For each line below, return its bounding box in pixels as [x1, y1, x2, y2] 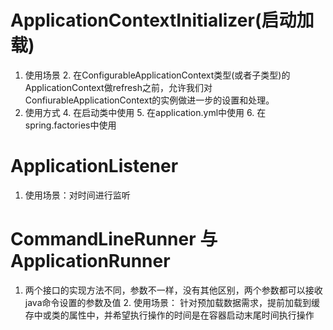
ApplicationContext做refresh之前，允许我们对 [24, 81, 213, 93]
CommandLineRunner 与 [10, 228, 218, 251]
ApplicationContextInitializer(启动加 [10, 9, 315, 32]
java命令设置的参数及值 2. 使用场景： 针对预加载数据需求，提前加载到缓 [24, 296, 320, 308]
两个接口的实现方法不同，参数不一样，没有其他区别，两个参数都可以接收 [24, 284, 323, 296]
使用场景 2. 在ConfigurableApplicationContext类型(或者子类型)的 [24, 69, 291, 81]
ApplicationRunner [10, 250, 171, 273]
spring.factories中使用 [24, 119, 117, 131]
